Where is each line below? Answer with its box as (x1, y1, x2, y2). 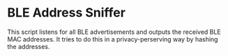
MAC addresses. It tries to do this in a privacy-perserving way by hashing (7, 35, 218, 43)
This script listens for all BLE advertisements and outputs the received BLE (7, 28, 221, 36)
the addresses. (7, 42, 50, 50)
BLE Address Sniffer (7, 5, 126, 21)
